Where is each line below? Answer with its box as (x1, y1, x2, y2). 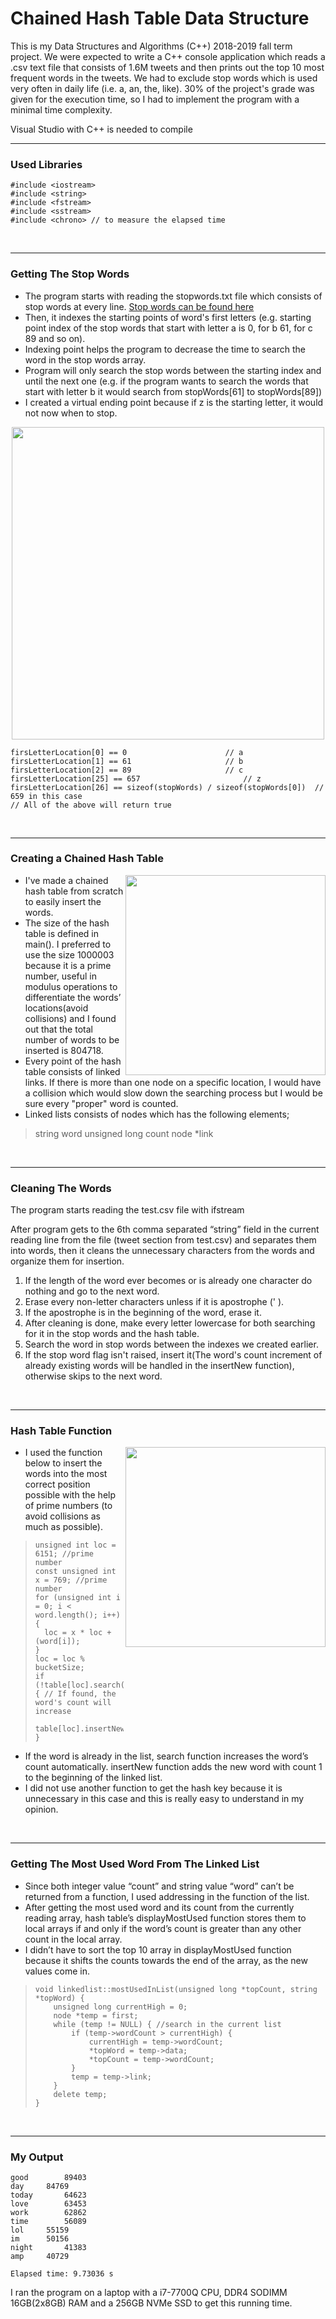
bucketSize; (34, 1663, 85, 1673)
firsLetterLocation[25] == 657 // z (10, 773, 262, 784)
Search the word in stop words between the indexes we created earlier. (24, 1338, 319, 1351)
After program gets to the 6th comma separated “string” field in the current (10, 1223, 320, 1236)
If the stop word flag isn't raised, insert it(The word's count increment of (24, 1349, 323, 1361)
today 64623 (10, 2190, 87, 2201)
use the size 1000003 (24, 948, 115, 961)
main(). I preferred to (24, 938, 112, 950)
